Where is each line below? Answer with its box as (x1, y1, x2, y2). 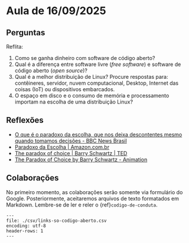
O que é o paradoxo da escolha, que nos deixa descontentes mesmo (14, 131, 183, 138)
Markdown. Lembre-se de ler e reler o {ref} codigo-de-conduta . (6, 201, 158, 208)
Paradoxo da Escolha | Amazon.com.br (14, 143, 110, 151)
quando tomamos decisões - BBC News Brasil (14, 137, 127, 144)
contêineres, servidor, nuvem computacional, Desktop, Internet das (14, 79, 179, 86)
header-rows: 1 (6, 228, 44, 234)
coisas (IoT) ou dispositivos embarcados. (14, 86, 115, 92)
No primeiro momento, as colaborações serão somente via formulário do (6, 188, 183, 195)
